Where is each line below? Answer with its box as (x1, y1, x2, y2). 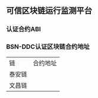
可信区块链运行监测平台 (6, 5, 92, 16)
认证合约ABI (6, 25, 42, 33)
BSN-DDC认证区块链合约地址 (6, 42, 90, 51)
